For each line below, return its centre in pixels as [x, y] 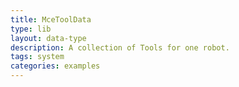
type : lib [31, 29]
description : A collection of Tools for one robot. [120, 47]
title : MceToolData [51, 19]
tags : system [37, 57]
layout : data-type [48, 38]
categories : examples [55, 66]
